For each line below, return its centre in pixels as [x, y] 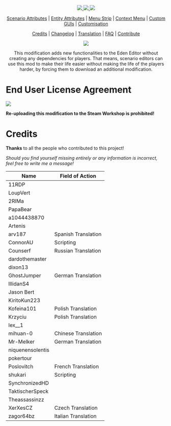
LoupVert [19, 192]
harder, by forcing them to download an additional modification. [86, 69]
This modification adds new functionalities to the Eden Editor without [86, 53]
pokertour [20, 358]
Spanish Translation [78, 234]
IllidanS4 [19, 283]
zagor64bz [22, 416]
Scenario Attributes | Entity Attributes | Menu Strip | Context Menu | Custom [86, 18]
